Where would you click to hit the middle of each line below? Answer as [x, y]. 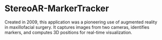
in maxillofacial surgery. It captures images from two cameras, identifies [77, 27]
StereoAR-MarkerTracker [57, 9]
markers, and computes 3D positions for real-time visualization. [68, 32]
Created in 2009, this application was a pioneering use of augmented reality [81, 22]
